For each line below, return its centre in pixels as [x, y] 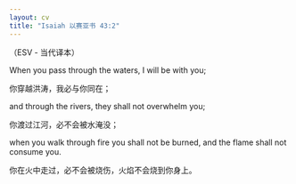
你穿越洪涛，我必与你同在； [60, 88]
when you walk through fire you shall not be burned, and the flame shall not [148, 142]
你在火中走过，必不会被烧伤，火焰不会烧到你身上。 [103, 170]
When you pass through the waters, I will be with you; [108, 70]
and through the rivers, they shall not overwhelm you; [107, 106]
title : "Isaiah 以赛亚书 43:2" [65, 26]
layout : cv [29, 17]
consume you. [35, 151]
